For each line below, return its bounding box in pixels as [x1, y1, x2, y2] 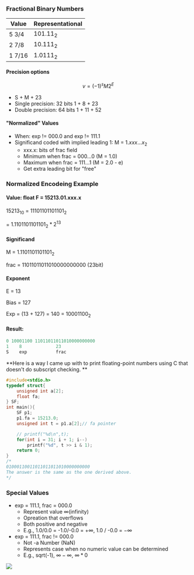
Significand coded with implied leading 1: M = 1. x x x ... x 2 [14, 139, 148, 147]
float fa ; [16, 394, 41, 400]
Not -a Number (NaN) [23, 539, 76, 546]
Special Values [6, 488, 49, 497]
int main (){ [6, 404, 35, 411]
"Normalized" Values [6, 119, 59, 127]
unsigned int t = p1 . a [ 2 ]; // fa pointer [16, 421, 116, 426]
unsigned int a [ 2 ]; [16, 388, 64, 394]
